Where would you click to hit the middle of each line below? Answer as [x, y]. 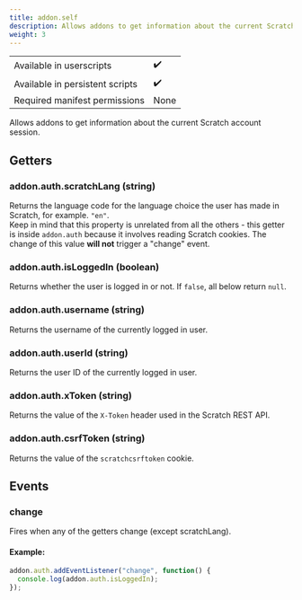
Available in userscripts [63, 66]
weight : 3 [28, 34]
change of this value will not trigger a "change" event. [110, 244]
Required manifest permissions [80, 101]
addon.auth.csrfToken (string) [77, 438]
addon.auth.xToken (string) [71, 395]
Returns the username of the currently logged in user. [109, 330]
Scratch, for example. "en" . [59, 216]
